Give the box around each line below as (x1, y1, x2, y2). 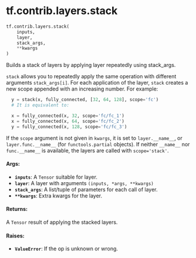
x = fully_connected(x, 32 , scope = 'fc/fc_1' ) (11, 113, 125, 119)
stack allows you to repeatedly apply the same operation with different (6, 73, 177, 80)
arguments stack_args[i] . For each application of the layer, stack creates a (6, 79, 188, 86)
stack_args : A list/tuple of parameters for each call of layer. (14, 186, 158, 193)
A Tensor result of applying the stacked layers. (6, 219, 118, 226)
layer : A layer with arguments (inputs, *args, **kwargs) (14, 179, 154, 186)
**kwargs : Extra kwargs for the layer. (14, 192, 103, 199)
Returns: (6, 206, 28, 213)
